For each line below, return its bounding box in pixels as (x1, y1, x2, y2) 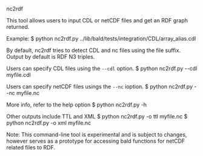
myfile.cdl (6, 71, 32, 78)
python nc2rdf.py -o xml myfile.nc (6, 119, 92, 126)
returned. (6, 24, 30, 30)
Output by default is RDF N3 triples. (6, 53, 95, 60)
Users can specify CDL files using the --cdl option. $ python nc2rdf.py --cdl (6, 65, 198, 72)
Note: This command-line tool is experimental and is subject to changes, (6, 131, 187, 138)
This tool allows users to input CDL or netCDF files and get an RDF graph (6, 17, 188, 24)
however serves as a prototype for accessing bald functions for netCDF (6, 137, 185, 145)
